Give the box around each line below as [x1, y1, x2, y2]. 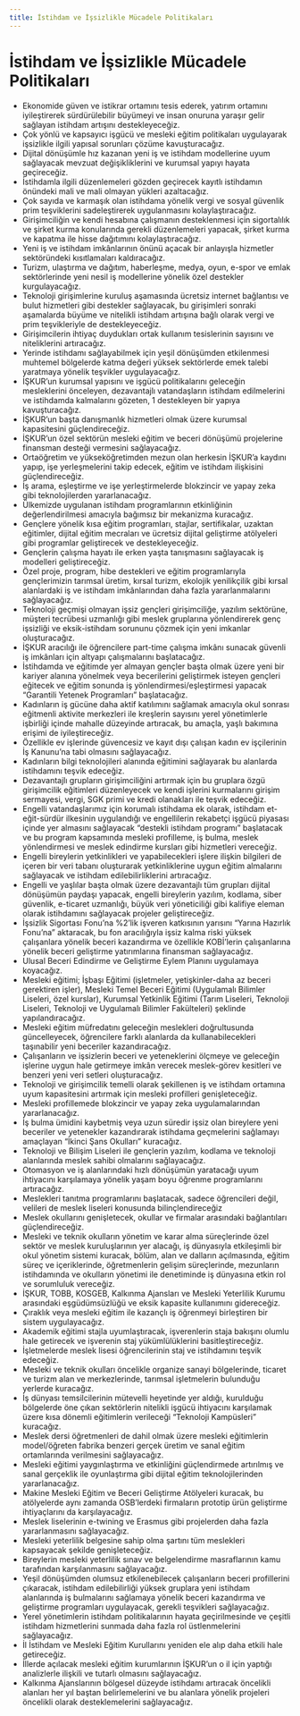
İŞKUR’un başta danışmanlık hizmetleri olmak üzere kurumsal [21, 413, 247, 425]
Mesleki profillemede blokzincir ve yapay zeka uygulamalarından [21, 1097, 261, 1109]
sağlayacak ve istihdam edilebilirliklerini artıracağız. [21, 869, 212, 881]
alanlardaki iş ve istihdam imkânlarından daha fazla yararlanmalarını [21, 585, 271, 596]
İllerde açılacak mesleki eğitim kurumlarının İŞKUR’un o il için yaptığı [21, 1658, 272, 1669]
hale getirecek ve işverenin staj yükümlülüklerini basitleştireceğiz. [21, 1335, 263, 1346]
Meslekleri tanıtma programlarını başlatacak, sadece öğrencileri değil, [21, 1193, 279, 1204]
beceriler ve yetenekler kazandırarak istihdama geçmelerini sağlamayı [21, 1126, 279, 1137]
